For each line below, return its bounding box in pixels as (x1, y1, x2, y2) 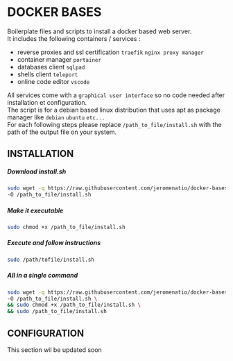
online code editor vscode (17, 77, 90, 85)
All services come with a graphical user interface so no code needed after (7, 91, 225, 99)
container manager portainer (17, 55, 102, 63)
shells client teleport (17, 70, 78, 78)
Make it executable (7, 206, 64, 215)
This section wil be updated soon (7, 346, 102, 354)
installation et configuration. (7, 98, 87, 106)
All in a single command (7, 271, 78, 280)
